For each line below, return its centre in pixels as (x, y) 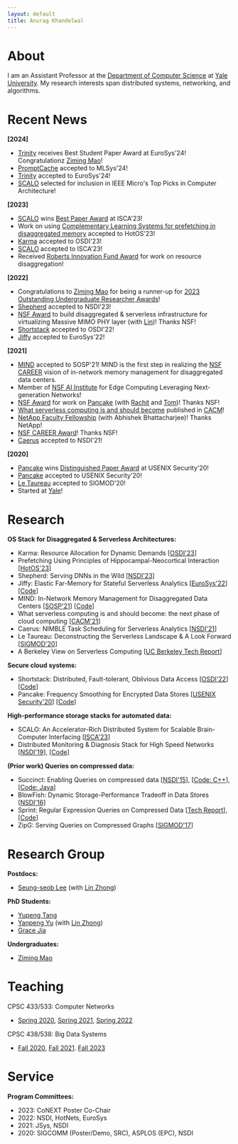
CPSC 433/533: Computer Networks (61, 1006)
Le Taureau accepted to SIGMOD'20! (72, 483)
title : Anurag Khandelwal (45, 21)
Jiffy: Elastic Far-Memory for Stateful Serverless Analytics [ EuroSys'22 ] (123, 583)
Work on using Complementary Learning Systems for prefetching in (117, 226)
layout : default (31, 14)
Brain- (206, 730)
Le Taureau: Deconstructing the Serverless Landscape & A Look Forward (124, 637)
